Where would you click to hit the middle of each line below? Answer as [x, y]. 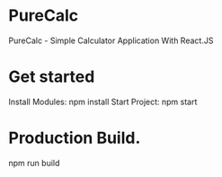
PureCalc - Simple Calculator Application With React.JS [111, 40]
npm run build [34, 163]
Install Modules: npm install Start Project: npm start [103, 102]
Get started [52, 77]
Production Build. [75, 138]
